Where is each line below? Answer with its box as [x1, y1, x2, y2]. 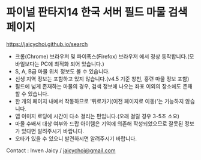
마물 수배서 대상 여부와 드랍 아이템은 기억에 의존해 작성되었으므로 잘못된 [14, 120, 184, 127]
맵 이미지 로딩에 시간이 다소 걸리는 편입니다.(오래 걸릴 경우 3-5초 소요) [14, 112, 180, 119]
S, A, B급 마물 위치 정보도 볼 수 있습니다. [14, 67, 110, 75]
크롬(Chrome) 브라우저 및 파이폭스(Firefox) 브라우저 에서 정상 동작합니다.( [14, 53, 190, 60]
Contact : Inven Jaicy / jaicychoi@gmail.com [6, 147, 116, 154]
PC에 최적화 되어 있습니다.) [41, 60, 105, 67]
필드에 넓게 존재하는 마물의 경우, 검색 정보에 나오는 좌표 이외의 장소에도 [14, 82, 182, 90]
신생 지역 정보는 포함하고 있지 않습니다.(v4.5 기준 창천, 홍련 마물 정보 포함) [14, 75, 190, 82]
